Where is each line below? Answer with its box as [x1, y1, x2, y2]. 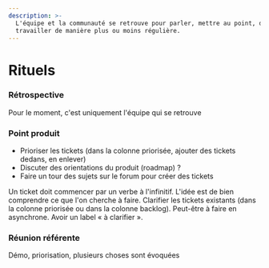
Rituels [8, 61, 56, 79]
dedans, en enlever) [19, 154, 86, 164]
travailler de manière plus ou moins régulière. [15, 26, 181, 34]
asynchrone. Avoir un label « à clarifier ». [8, 213, 143, 222]
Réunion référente [8, 233, 80, 244]
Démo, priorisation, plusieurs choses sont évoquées [8, 250, 180, 260]
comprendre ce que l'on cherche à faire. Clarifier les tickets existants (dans [8, 195, 256, 205]
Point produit [8, 127, 60, 138]
